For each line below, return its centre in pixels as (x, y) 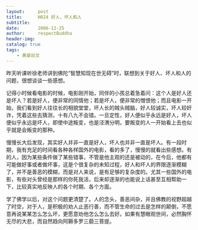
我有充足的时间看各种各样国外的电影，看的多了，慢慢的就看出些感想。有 (104, 149)
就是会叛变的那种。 (34, 130)
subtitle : (18, 22)
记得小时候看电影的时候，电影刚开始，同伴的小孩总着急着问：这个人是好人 (96, 93)
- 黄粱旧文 (28, 55)
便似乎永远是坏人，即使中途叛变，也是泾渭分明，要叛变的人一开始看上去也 (96, 122)
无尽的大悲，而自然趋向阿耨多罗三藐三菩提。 (60, 221)
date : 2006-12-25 (35, 28)
